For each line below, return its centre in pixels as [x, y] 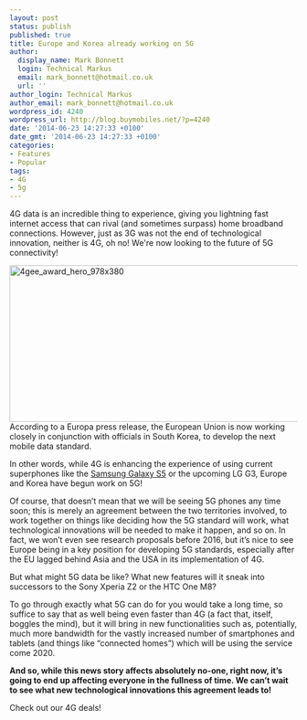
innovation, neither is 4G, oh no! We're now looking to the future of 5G [142, 243]
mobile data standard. [51, 446]
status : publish [40, 26]
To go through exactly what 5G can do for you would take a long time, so [146, 605]
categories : [32, 145]
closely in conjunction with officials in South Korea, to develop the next [143, 437]
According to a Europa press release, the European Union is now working [148, 427]
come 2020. [32, 653]
